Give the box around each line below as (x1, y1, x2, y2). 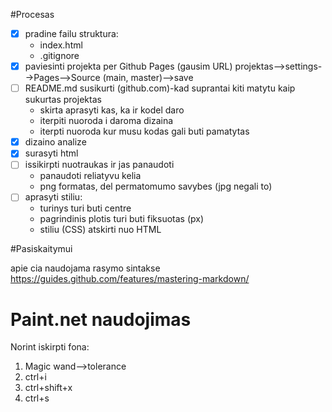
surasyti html (24, 147, 79, 159)
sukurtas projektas (24, 94, 102, 106)
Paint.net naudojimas (10, 308, 192, 331)
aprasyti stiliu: (24, 191, 83, 203)
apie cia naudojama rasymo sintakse (10, 262, 161, 274)
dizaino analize (24, 136, 87, 148)
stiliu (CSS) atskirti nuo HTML (39, 224, 162, 236)
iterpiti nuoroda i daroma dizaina (39, 115, 174, 127)
